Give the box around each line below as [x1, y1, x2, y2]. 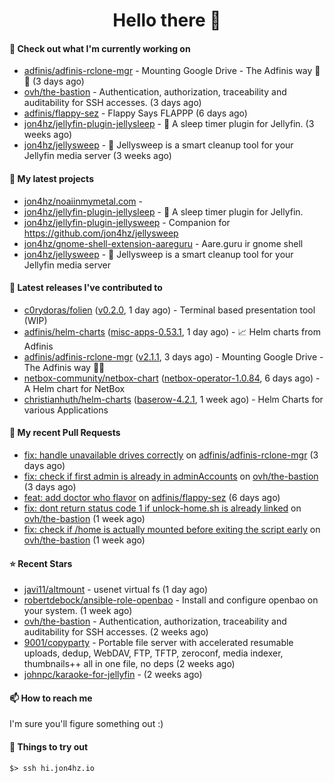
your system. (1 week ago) [23, 605, 133, 617]
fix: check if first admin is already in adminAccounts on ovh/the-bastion [23, 470, 319, 482]
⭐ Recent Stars [9, 557, 73, 569]
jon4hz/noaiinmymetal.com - [23, 195, 144, 207]
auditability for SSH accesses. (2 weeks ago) [23, 626, 209, 638]
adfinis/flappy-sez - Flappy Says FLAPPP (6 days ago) [23, 107, 248, 119]
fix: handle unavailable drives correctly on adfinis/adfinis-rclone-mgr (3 [23, 449, 319, 461]
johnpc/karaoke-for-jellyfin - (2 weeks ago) [23, 669, 203, 681]
